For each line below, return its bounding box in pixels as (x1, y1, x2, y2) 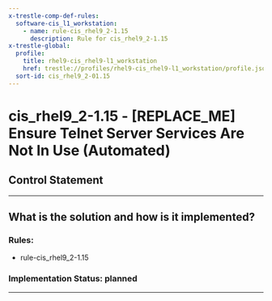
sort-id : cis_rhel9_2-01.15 (15, 72, 111, 80)
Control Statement (8, 173, 104, 187)
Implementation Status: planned (8, 273, 138, 284)
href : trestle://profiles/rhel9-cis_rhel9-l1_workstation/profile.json (23, 65, 270, 73)
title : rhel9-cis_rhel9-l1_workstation (23, 57, 158, 66)
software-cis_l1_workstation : (15, 19, 117, 28)
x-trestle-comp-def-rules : (8, 11, 100, 20)
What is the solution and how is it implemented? (8, 210, 255, 224)
